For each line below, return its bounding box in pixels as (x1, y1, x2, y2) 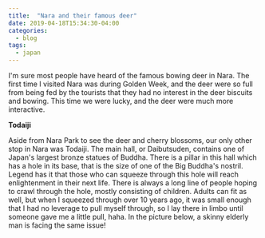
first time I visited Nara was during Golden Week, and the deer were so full (8, 79, 253, 89)
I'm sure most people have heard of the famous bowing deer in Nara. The (8, 71, 250, 80)
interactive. (8, 105, 45, 114)
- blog (15, 34, 38, 42)
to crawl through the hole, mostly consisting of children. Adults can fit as (8, 187, 247, 196)
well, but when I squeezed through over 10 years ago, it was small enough (8, 195, 251, 204)
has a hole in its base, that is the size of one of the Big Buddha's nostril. (8, 161, 243, 170)
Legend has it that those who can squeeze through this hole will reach (8, 169, 239, 179)
